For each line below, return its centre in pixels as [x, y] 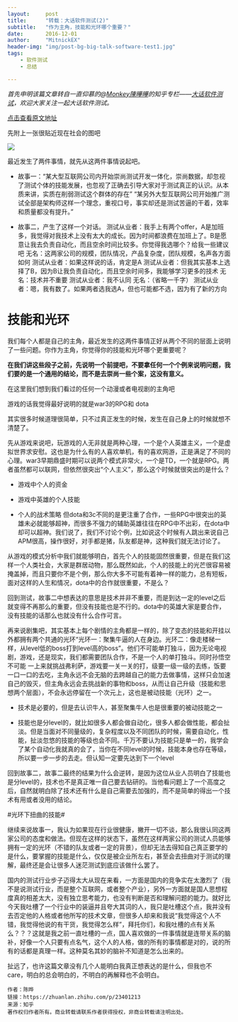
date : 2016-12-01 [42, 34]
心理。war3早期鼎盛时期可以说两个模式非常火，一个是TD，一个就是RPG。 [115, 460]
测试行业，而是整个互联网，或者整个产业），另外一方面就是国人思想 [124, 889]
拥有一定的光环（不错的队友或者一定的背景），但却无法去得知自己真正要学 [114, 847]
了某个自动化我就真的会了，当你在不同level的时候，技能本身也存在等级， [124, 749]
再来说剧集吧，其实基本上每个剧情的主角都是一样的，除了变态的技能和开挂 [116, 630]
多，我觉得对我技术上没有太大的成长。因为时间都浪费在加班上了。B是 [119, 235]
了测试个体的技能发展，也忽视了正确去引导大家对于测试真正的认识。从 [120, 185]
